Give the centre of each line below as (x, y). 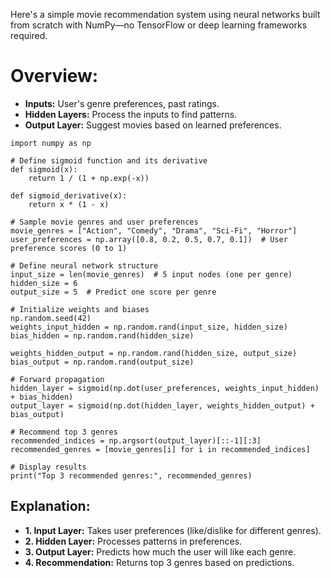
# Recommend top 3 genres (64, 432)
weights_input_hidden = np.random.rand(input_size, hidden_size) (149, 327)
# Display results (48, 467)
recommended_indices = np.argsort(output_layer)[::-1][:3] (136, 440)
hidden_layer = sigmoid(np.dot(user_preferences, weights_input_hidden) (165, 388)
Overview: (54, 76)
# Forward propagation (57, 379)
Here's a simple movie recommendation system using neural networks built (165, 14)
